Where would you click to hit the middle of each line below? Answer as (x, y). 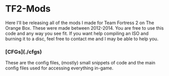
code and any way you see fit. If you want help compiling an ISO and (77, 33)
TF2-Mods (28, 9)
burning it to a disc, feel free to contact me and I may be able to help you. (82, 39)
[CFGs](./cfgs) (24, 52)
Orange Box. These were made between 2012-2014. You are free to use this (84, 28)
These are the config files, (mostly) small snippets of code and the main (80, 63)
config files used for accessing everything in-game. (59, 68)
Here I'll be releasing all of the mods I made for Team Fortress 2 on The (80, 23)
